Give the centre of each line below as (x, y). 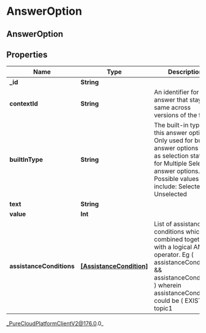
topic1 (163, 308)
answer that (171, 100)
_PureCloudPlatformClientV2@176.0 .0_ (55, 324)
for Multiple (170, 164)
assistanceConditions (42, 266)
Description (185, 72)
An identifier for (177, 92)
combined (169, 239)
